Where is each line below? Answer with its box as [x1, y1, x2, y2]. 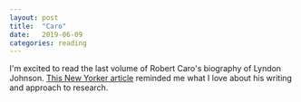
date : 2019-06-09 [9, 30, 83, 39]
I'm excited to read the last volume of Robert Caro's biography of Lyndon [9, 63, 282, 74]
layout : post [9, 13, 59, 23]
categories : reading [9, 38, 88, 48]
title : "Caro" [9, 22, 67, 31]
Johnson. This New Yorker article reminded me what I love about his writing [9, 73, 293, 84]
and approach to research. [9, 82, 109, 93]
